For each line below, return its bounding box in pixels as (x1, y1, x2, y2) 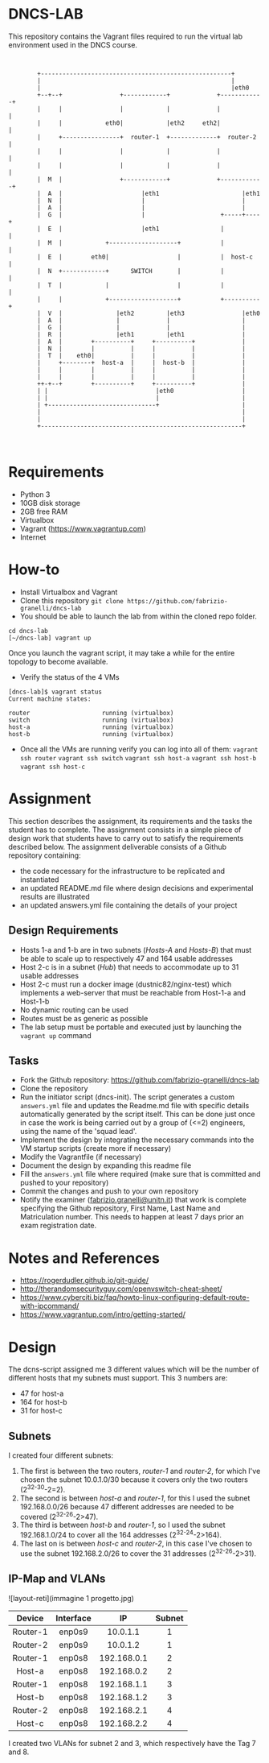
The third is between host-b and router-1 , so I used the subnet (19, 1520, 226, 1530)
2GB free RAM (19, 507, 68, 516)
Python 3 (19, 489, 51, 499)
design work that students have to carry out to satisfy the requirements (8, 833, 244, 842)
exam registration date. (19, 1221, 97, 1231)
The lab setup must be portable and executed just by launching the (19, 1022, 243, 1032)
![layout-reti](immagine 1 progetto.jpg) (8, 1593, 135, 1603)
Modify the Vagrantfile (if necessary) (19, 1153, 142, 1162)
